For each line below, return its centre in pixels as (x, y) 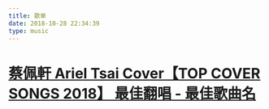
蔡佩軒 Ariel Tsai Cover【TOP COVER (134, 73)
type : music (28, 31)
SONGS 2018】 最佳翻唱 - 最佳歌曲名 (132, 93)
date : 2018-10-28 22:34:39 (54, 23)
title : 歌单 (27, 16)
